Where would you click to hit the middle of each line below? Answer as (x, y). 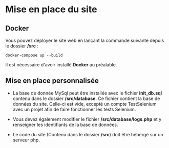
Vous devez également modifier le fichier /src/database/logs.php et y (87, 119)
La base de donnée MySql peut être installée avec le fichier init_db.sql (87, 93)
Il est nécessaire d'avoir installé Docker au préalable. (61, 65)
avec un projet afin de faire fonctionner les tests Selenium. (74, 109)
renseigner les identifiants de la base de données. (66, 125)
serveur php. (26, 140)
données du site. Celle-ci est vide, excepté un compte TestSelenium (84, 104)
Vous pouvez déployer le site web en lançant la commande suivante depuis (85, 40)
